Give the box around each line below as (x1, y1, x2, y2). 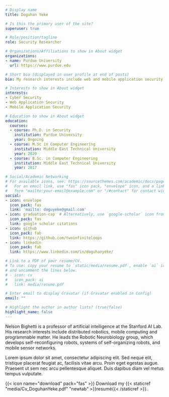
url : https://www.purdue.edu (10, 63, 71, 68)
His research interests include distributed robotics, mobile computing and (5, 328, 157, 334)
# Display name (5, 7, 37, 13)
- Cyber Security (5, 95, 42, 100)
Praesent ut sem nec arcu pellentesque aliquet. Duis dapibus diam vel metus (5, 365, 164, 371)
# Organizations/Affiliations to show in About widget (5, 49, 123, 54)
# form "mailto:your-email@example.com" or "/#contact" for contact (5, 188, 156, 193)
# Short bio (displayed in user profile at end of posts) (5, 72, 129, 77)
